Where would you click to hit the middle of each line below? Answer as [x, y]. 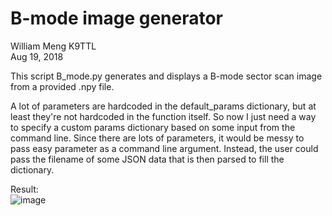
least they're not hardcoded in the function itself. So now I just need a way [163, 116]
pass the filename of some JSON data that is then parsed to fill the [147, 159]
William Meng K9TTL [53, 46]
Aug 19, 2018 [37, 56]
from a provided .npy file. [62, 86]
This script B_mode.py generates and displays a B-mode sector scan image [166, 76]
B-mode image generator [117, 18]
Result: [24, 189]
